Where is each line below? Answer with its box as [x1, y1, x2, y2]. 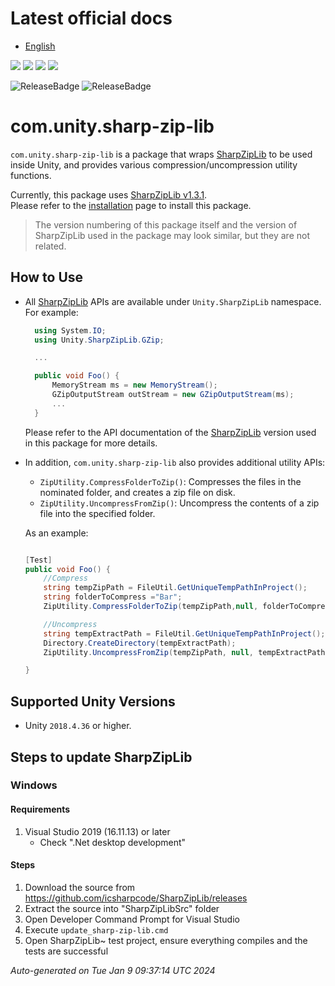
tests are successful [24, 945, 109, 957]
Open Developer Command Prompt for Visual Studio [24, 913, 240, 925]
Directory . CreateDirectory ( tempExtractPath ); [43, 638, 237, 648]
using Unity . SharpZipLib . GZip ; [34, 335, 165, 345]
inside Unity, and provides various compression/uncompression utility [10, 158, 298, 171]
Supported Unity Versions [10, 693, 176, 710]
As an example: [24, 527, 89, 539]
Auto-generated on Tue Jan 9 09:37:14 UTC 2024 [10, 964, 216, 976]
